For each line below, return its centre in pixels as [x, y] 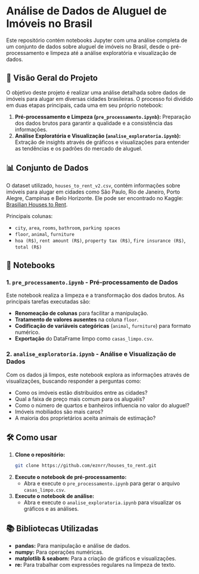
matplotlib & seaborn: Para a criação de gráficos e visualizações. [96, 558]
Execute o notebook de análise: [54, 496]
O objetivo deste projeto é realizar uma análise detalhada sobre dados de [96, 92]
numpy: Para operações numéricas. [59, 552]
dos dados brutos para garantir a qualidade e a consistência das [94, 123]
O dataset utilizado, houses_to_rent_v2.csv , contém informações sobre [93, 185]
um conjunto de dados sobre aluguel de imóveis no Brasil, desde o [88, 47]
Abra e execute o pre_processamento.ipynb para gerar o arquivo [102, 484]
